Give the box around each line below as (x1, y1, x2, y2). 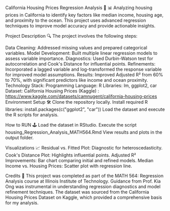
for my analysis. (5, 200, 39, 205)
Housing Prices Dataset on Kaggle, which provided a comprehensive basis (5, 194, 162, 200)
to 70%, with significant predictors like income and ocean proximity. (5, 77, 148, 83)
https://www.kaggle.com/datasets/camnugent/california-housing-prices (5, 94, 157, 99)
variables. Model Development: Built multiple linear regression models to (5, 50, 158, 56)
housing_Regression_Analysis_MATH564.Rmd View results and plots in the (5, 129, 162, 135)
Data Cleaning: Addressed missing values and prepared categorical (5, 45, 148, 50)
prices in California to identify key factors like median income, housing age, (5, 12, 164, 18)
